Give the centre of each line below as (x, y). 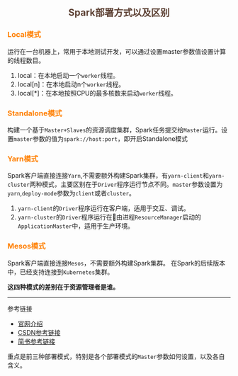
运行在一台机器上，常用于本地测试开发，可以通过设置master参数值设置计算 (117, 51)
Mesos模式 (27, 246)
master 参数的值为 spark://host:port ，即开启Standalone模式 (101, 138)
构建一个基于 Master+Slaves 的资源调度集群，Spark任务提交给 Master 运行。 (114, 130)
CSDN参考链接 (39, 332)
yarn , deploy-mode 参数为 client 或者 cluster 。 (72, 193)
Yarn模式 (23, 159)
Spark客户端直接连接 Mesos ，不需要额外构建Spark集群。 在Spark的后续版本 (116, 263)
